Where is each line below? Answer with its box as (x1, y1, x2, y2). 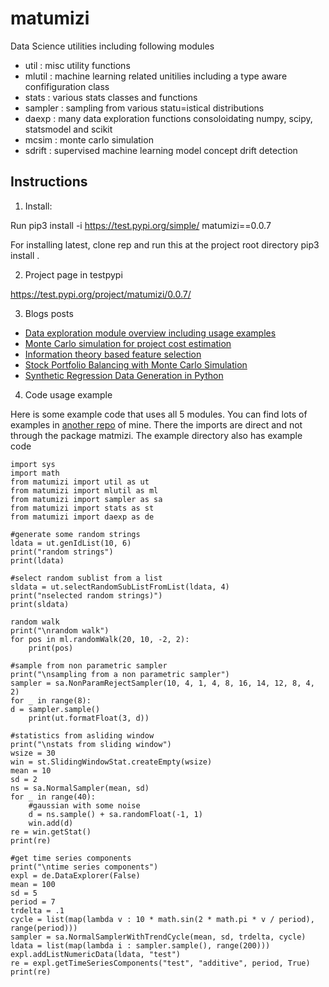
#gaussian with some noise (28, 800, 141, 811)
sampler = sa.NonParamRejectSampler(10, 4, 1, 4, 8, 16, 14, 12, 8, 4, (10, 678, 315, 688)
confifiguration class (24, 80, 110, 92)
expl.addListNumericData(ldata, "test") (10, 949, 182, 959)
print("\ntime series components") (10, 862, 159, 872)
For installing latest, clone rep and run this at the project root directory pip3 (10, 238, 320, 251)
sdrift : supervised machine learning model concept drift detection (24, 144, 298, 156)
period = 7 (10, 897, 56, 907)
